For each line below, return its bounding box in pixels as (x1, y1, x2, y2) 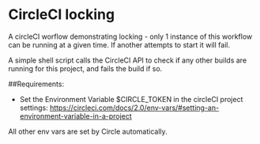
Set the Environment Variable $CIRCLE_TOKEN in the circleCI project (19, 94, 243, 104)
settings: (19, 103, 49, 112)
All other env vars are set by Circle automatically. (8, 127, 168, 136)
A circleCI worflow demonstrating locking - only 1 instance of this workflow (8, 32, 253, 41)
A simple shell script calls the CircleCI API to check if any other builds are (8, 55, 247, 65)
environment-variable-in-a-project (19, 111, 132, 120)
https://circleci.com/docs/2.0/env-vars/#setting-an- (50, 103, 220, 112)
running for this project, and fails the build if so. (8, 63, 163, 73)
